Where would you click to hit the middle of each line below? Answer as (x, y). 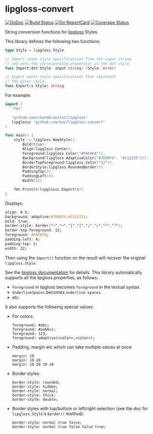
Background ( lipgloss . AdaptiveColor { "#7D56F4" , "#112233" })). (86, 158)
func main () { (19, 135)
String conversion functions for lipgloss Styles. (52, 32)
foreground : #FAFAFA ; (27, 235)
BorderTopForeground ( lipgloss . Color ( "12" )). (68, 162)
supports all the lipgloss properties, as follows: (52, 277)
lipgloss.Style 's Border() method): (48, 414)
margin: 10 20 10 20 (33, 364)
